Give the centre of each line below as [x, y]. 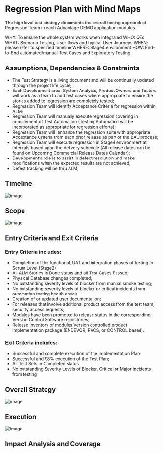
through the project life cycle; [42, 85]
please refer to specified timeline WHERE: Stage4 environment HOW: [75, 47]
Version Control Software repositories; [51, 320]
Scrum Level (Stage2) [34, 268]
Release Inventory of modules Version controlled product [70, 325]
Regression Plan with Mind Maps [73, 9]
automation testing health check [45, 294]
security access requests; [38, 310]
